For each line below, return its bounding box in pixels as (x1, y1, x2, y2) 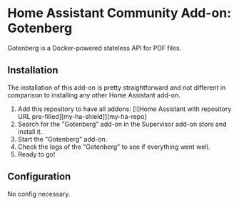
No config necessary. (7, 189, 71, 198)
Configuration (7, 171, 71, 183)
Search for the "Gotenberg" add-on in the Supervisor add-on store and (17, 120, 227, 128)
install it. (17, 127, 43, 136)
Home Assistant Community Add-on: (7, 5, 232, 21)
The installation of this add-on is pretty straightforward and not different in (7, 83, 226, 92)
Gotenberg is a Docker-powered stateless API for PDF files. (7, 43, 182, 52)
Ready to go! (17, 149, 56, 158)
